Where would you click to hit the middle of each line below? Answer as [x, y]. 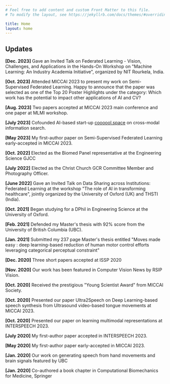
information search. [26, 128]
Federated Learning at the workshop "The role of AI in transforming [75, 189]
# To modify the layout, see [36, 15]
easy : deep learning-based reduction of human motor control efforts [77, 245]
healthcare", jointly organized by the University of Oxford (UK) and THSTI [82, 194]
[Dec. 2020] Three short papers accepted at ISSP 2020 [63, 260]
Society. [14, 291]
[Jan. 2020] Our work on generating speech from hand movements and [80, 355]
